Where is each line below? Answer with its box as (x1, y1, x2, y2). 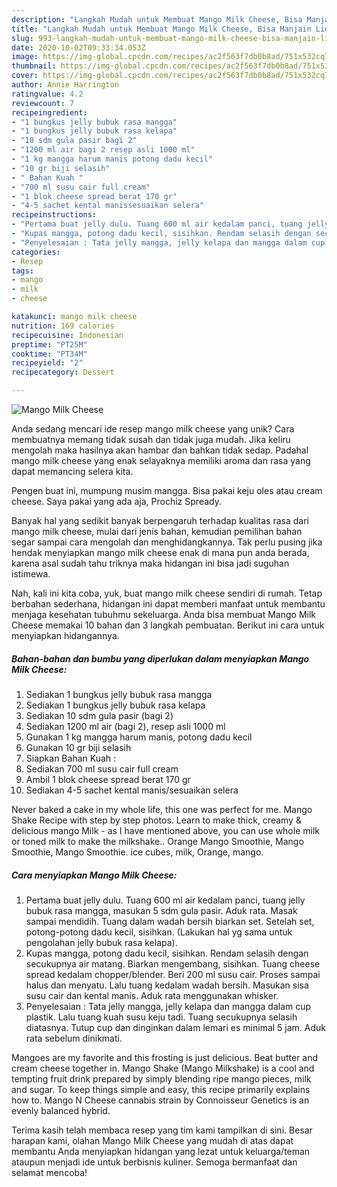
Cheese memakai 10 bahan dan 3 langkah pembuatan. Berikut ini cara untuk (11, 619, 325, 631)
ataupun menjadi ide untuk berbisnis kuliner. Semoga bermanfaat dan (11, 1156, 298, 1168)
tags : (11, 266, 34, 276)
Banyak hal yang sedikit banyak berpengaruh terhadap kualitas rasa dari (11, 515, 309, 526)
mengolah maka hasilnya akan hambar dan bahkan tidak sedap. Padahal (11, 444, 309, 456)
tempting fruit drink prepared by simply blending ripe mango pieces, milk (11, 1072, 312, 1085)
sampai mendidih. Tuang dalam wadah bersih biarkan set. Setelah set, (25, 915, 315, 927)
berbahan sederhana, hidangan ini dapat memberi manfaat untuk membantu (11, 598, 326, 610)
